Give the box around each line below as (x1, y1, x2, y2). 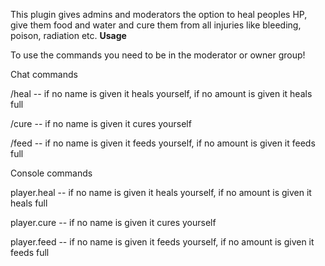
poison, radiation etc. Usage (10, 30, 127, 41)
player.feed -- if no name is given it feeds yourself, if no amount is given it (10, 236, 315, 248)
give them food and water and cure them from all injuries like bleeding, (10, 19, 302, 31)
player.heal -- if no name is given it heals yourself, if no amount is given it (10, 187, 312, 198)
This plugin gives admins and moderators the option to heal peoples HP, (10, 9, 308, 20)
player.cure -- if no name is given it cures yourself (10, 217, 217, 228)
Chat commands (10, 69, 78, 80)
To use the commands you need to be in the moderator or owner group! (10, 49, 306, 61)
